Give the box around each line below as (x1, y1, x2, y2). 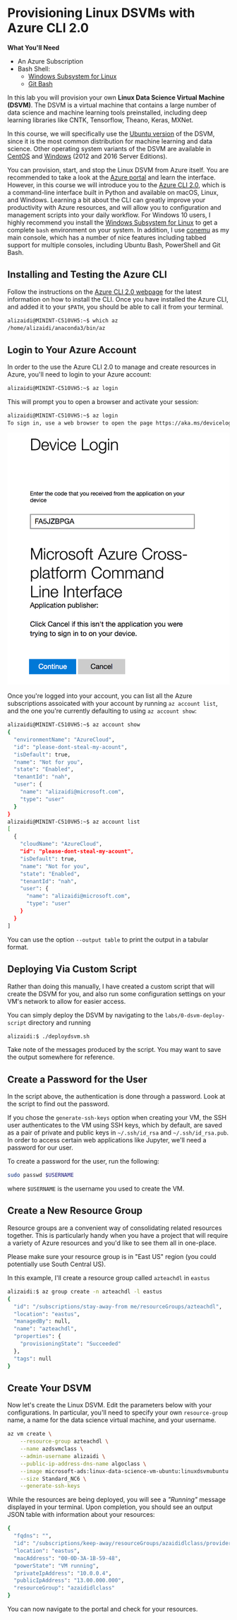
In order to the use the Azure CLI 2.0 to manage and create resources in (7, 362, 217, 372)
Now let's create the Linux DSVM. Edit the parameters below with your (7, 1401, 212, 1409)
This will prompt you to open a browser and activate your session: (7, 398, 199, 406)
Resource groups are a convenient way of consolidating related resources (7, 1224, 222, 1232)
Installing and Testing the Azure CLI (7, 268, 167, 280)
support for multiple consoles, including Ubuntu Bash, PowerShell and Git (7, 240, 221, 249)
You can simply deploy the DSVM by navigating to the (7, 1010, 164, 1019)
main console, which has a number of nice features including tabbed (7, 233, 207, 242)
